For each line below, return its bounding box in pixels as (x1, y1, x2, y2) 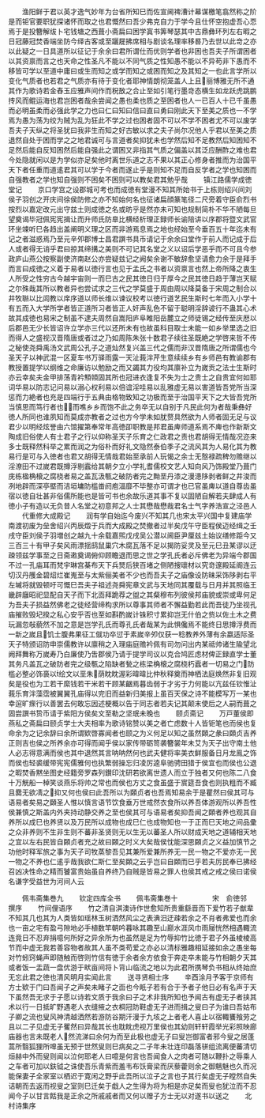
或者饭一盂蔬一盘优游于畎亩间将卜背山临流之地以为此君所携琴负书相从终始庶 (8, 963, 257, 972)
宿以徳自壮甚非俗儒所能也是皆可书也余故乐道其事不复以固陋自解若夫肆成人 (8, 491, 250, 500)
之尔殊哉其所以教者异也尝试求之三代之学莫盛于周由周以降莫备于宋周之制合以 (8, 284, 257, 293)
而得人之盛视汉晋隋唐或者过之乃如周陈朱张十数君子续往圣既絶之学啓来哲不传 (8, 333, 257, 342)
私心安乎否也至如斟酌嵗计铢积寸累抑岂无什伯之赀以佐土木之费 (56, 610, 257, 619)
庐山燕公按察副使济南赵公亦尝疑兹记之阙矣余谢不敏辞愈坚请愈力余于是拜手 (14, 254, 257, 263)
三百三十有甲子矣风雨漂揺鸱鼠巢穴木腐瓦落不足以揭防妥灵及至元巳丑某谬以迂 (8, 541, 257, 550)
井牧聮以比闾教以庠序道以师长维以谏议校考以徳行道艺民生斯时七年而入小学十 (8, 293, 257, 303)
